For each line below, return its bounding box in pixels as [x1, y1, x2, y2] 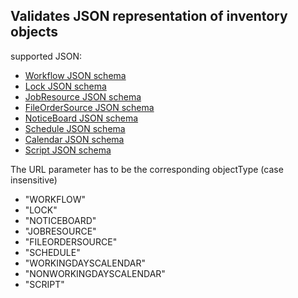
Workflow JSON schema [24, 69, 127, 81]
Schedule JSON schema [24, 122, 126, 134]
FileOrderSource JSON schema [24, 101, 155, 113]
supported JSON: [10, 50, 83, 62]
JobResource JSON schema [24, 90, 142, 103]
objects [10, 24, 58, 41]
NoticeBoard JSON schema [24, 112, 139, 124]
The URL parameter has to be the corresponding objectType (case [10, 163, 284, 175]
